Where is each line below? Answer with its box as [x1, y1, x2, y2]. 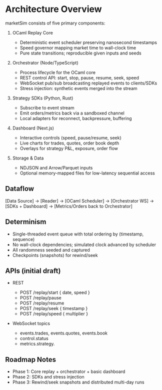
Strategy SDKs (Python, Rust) [12, 95, 73, 101]
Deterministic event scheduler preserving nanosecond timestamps [19, 39, 157, 45]
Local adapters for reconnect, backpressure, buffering [19, 115, 132, 121]
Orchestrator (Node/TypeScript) [12, 59, 78, 65]
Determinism [5, 217, 46, 226]
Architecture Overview [5, 3, 102, 15]
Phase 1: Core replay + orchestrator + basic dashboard [12, 368, 125, 374]
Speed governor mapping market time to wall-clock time [19, 44, 136, 50]
